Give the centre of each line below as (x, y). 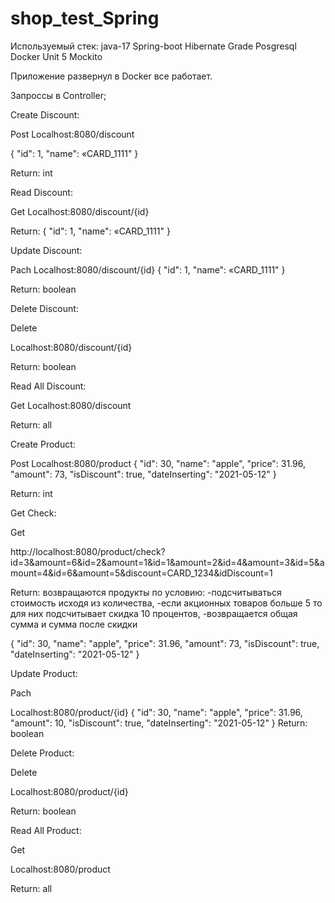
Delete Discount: (44, 308)
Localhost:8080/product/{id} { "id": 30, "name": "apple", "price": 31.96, (156, 712)
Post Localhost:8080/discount (72, 134)
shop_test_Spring (85, 18)
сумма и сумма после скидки (74, 624)
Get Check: (33, 513)
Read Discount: (41, 192)
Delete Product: (42, 753)
